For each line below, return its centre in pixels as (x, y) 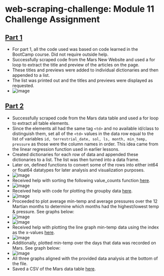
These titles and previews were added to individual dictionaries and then (85, 70)
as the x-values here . (34, 232)
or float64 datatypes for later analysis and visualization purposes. (78, 170)
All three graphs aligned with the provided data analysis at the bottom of (85, 258)
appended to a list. (31, 75)
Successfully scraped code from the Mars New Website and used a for (84, 59)
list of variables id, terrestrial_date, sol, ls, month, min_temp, (80, 138)
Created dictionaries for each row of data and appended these (75, 154)
